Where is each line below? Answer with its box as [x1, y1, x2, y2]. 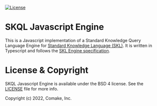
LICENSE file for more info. [5, 86, 59, 91]
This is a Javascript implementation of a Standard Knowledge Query [5, 37, 141, 43]
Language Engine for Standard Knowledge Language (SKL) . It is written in [5, 43, 153, 48]
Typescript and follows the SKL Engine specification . [5, 47, 110, 53]
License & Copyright [5, 65, 89, 76]
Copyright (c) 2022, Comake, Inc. [5, 95, 72, 101]
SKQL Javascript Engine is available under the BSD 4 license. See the [5, 80, 144, 87]
